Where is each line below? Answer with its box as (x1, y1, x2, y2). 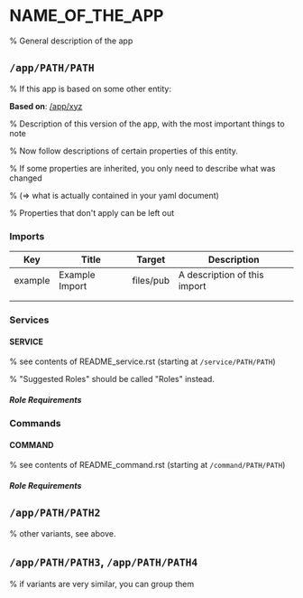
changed (9, 173, 42, 183)
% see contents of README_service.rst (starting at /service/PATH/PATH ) (9, 356, 277, 367)
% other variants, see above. (9, 528, 116, 538)
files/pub (132, 275, 170, 287)
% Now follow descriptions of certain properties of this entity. (9, 145, 239, 156)
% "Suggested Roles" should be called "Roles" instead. (9, 374, 215, 385)
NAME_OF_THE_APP (9, 5, 164, 26)
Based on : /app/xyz (9, 100, 83, 111)
